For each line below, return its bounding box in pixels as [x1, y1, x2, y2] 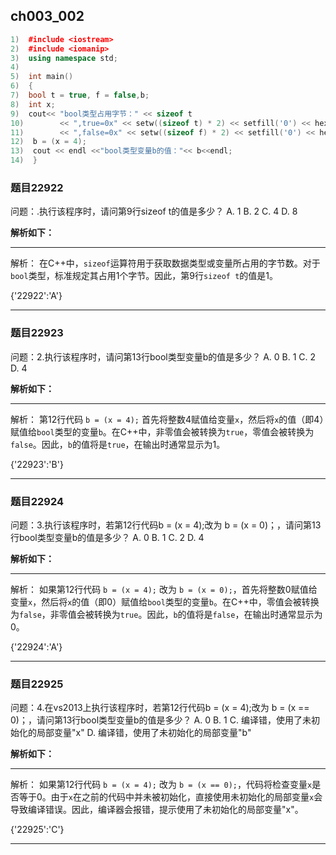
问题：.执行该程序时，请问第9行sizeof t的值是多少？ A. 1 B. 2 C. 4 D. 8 [10, 205, 298, 218]
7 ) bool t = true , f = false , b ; [10, 90, 150, 101]
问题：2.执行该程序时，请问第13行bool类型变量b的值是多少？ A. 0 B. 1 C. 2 [10, 350, 317, 363]
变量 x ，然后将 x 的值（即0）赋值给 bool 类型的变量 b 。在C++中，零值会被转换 [10, 595, 320, 608]
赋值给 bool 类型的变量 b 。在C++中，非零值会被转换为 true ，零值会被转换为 [10, 425, 315, 438]
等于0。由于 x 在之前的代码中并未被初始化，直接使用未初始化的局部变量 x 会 [18, 791, 323, 803]
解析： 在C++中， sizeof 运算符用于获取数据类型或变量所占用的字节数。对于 [10, 257, 321, 269]
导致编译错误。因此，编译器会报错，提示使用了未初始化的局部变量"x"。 [10, 804, 304, 816]
